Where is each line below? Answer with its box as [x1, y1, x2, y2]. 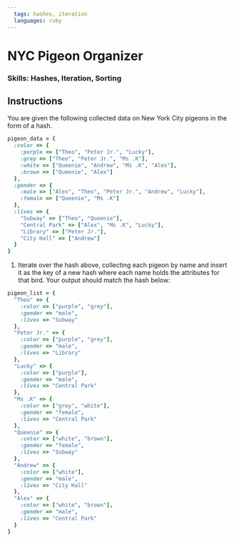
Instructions [7, 95, 63, 107]
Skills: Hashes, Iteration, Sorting [7, 73, 122, 83]
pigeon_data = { [7, 135, 56, 142]
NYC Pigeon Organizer [7, 48, 144, 64]
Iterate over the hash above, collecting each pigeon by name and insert [17, 261, 228, 269]
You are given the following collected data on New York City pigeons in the [7, 114, 227, 123]
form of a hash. [7, 122, 53, 130]
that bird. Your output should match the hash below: [17, 276, 171, 285]
